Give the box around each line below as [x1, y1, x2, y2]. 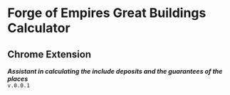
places [7, 74, 28, 83]
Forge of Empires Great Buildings [7, 5, 207, 21]
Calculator [7, 20, 70, 36]
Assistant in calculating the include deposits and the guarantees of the [7, 67, 223, 75]
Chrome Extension [7, 48, 91, 60]
